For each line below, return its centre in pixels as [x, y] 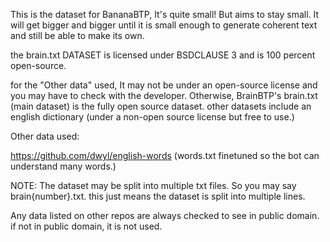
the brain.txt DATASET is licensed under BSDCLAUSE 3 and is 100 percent [163, 55]
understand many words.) [63, 166]
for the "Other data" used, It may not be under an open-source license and [164, 85]
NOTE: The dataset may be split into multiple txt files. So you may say [153, 185]
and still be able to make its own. [77, 35]
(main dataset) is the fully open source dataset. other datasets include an [161, 106]
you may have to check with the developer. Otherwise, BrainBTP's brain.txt [164, 95]
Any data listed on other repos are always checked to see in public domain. [165, 215]
